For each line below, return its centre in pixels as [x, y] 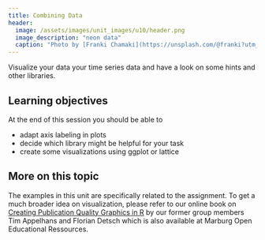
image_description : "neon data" [69, 37]
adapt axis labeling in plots [63, 134]
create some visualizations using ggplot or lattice [99, 152]
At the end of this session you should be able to [86, 119]
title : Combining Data [45, 15]
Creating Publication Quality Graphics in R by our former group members [126, 212]
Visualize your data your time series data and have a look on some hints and [132, 67]
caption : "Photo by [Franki [62, 45]
